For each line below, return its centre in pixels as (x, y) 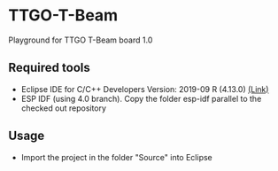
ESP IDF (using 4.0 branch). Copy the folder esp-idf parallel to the (141, 98)
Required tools (49, 68)
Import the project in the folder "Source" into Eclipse (117, 157)
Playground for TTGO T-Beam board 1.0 (81, 40)
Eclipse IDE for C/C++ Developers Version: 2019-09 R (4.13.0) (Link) (145, 89)
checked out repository (64, 108)
